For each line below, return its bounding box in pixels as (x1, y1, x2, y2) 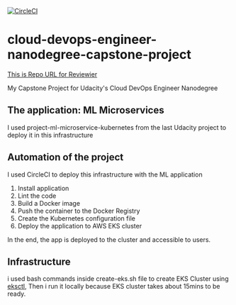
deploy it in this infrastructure (7, 131, 94, 139)
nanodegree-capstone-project (7, 47, 191, 63)
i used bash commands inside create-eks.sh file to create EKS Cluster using (7, 274, 229, 283)
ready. (7, 289, 26, 298)
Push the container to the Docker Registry (17, 206, 140, 215)
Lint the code (17, 192, 57, 200)
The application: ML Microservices (7, 104, 164, 116)
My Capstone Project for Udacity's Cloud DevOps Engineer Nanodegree (7, 84, 218, 92)
